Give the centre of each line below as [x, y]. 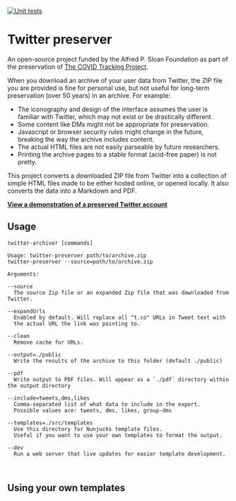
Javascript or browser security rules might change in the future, [110, 132]
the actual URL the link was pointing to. [77, 323]
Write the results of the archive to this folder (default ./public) [118, 361]
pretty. [27, 162]
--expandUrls [26, 311]
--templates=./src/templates [50, 423]
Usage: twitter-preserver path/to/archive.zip [77, 255]
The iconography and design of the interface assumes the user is [113, 109]
